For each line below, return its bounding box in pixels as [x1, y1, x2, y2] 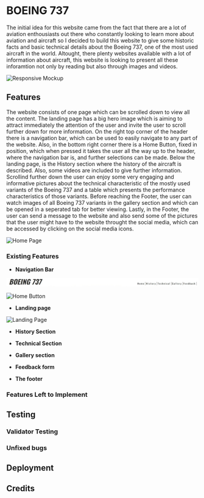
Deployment [6, 463, 54, 473]
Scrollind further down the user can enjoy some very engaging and [6, 173, 175, 180]
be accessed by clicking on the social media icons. [6, 225, 134, 232]
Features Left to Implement [6, 391, 88, 399]
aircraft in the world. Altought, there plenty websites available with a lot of [6, 49, 192, 57]
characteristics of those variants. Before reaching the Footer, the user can [6, 193, 192, 200]
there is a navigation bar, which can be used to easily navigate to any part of [6, 134, 198, 141]
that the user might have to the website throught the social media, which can [6, 218, 199, 226]
